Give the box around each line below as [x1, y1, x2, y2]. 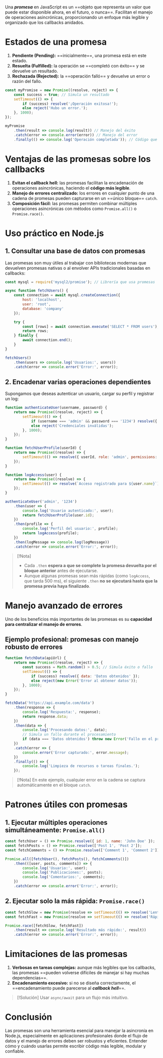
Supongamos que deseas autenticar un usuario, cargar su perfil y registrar [5, 391, 154, 397]
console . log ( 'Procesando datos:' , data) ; [22, 728, 108, 732]
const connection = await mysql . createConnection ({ [14, 293, 120, 298]
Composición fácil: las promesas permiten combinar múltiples [12, 200, 137, 206]
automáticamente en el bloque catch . [16, 782, 91, 788]
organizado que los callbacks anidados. [5, 19, 84, 25]
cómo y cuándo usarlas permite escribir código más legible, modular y [5, 1043, 146, 1049]
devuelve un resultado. [12, 68, 58, 74]
